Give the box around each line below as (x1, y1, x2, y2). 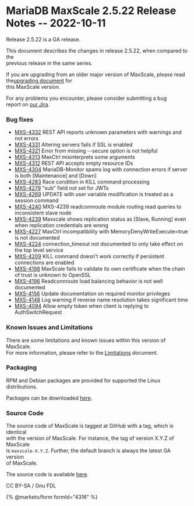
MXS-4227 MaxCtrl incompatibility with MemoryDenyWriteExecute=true (14, 228, 188, 235)
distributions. (6, 383, 38, 390)
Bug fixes (6, 115, 34, 123)
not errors (14, 135, 39, 142)
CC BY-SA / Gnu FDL (6, 482, 57, 489)
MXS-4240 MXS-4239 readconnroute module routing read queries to (14, 203, 182, 210)
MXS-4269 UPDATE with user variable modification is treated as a (14, 191, 174, 198)
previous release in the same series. (6, 60, 93, 67)
